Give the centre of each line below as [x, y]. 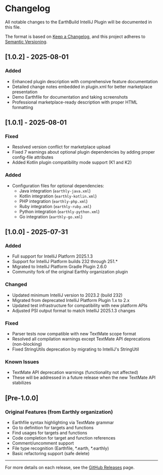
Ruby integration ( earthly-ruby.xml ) [55, 206]
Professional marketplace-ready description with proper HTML [75, 102]
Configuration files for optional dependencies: [58, 186]
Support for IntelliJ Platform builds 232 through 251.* [65, 262]
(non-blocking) [27, 344]
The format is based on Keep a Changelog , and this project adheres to [75, 36]
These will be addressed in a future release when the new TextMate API [84, 378]
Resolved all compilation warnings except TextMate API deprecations [81, 339]
